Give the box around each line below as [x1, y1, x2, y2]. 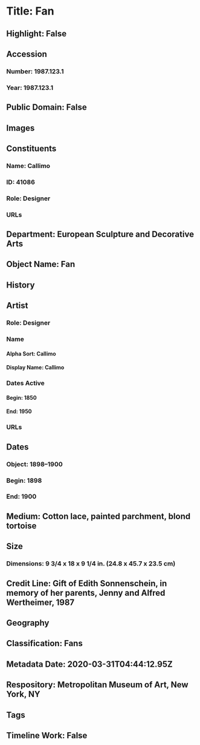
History [6, 280, 35, 290]
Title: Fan [6, 4, 54, 18]
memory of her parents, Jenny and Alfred [6, 587, 166, 598]
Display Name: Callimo [6, 364, 65, 371]
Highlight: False [6, 29, 67, 39]
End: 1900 [6, 493, 37, 501]
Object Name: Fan [6, 259, 76, 269]
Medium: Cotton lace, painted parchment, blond [6, 511, 191, 521]
